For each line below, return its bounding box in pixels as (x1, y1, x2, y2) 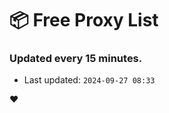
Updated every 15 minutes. (9, 52, 143, 66)
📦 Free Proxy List (9, 9, 159, 32)
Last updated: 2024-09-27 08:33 (23, 74, 156, 86)
